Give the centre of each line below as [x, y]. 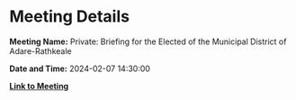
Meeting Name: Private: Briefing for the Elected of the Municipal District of [148, 41]
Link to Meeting [39, 86]
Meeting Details [70, 17]
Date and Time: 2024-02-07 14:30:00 [80, 68]
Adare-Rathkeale [40, 50]
